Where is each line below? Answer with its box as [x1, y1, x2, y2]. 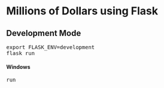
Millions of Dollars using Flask [6, 4, 159, 18]
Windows [6, 63, 31, 70]
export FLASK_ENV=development [6, 44, 95, 50]
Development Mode [6, 28, 81, 38]
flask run [6, 50, 35, 56]
